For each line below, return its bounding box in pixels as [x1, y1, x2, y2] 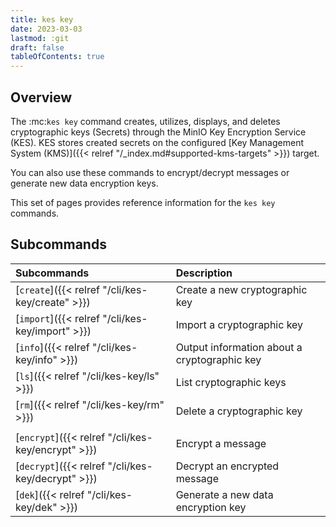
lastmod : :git [10, 33, 70, 43]
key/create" [15, 295, 70, 309]
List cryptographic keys [175, 375, 287, 389]
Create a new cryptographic [175, 282, 308, 296]
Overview [10, 89, 73, 106]
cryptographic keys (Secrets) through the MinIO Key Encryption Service [10, 126, 307, 138]
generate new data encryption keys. [10, 177, 159, 189]
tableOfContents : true [10, 52, 105, 62]
